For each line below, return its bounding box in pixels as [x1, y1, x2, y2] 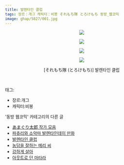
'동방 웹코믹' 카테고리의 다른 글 [5, 114, 64, 120]
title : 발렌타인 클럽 [5, 7, 43, 12]
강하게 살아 [12, 149, 34, 155]
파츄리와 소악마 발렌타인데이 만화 [12, 130, 75, 136]
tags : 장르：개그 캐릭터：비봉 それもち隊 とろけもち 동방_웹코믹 [5, 12, 119, 17]
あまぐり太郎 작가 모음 [12, 124, 56, 130]
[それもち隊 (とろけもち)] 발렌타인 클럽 [43, 67, 120, 73]
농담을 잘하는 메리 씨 [12, 142, 52, 148]
